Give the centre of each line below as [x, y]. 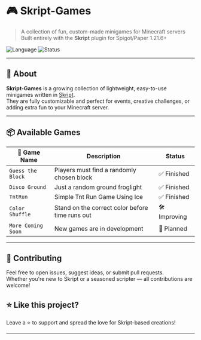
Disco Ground [28, 187]
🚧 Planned [173, 228]
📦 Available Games [43, 132]
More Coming [26, 225]
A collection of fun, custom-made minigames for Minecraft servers [103, 31]
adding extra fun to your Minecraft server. [58, 107]
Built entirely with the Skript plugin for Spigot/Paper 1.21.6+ [94, 38]
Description [103, 156]
